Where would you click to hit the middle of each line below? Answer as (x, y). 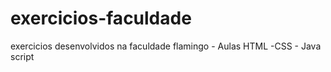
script (22, 56)
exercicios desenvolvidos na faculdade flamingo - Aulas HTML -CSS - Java (166, 46)
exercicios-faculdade (101, 18)
